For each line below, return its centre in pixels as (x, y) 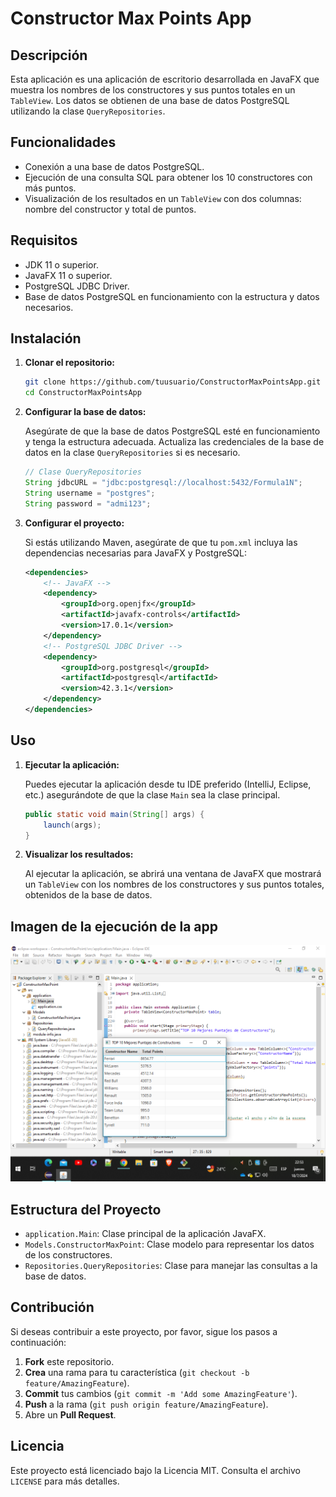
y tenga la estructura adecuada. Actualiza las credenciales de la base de (174, 442)
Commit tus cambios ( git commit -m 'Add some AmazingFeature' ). (161, 1393)
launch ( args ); (72, 825)
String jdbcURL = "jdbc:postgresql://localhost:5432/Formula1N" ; (163, 483)
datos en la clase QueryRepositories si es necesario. (132, 453)
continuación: (38, 1342)
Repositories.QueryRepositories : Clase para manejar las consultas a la (171, 1265)
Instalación (46, 338)
